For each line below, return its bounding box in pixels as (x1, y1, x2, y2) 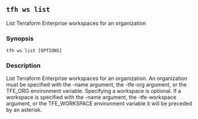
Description (6, 62, 41, 70)
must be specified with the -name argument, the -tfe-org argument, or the (6, 81, 187, 88)
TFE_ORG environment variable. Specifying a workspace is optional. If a (6, 88, 181, 95)
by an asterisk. (6, 107, 42, 114)
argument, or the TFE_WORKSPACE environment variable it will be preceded (6, 100, 193, 107)
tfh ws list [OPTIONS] (6, 48, 62, 54)
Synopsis (6, 34, 34, 43)
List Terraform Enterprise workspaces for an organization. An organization (6, 75, 188, 82)
